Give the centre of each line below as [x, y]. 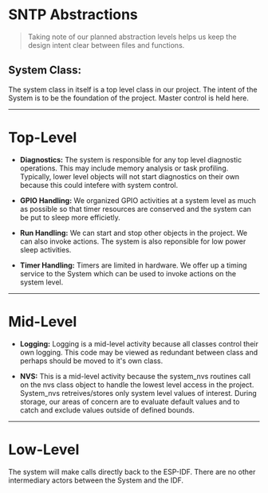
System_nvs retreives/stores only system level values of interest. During [138, 393]
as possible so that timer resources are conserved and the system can [135, 209]
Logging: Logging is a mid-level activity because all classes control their [139, 343]
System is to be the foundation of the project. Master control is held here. [128, 98]
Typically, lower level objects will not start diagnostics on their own [130, 176]
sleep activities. [45, 249]
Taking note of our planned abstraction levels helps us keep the [132, 37]
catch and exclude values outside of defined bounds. [107, 410]
